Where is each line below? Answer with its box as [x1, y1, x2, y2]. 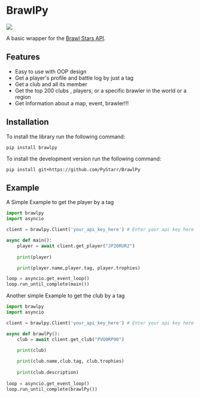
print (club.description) [17, 369, 79, 375]
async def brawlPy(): [6, 330, 60, 337]
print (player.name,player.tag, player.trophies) [17, 265, 141, 271]
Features [6, 52, 40, 62]
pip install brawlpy [6, 144, 58, 150]
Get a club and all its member [14, 80, 87, 87]
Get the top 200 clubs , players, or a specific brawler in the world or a [14, 87, 187, 94]
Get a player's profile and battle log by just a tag [14, 74, 134, 81]
